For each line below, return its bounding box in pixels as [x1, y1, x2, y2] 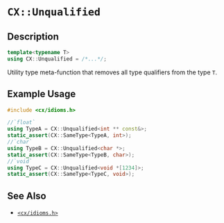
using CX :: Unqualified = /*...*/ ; [7, 55, 107, 63]
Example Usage [7, 88, 76, 100]
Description [7, 31, 59, 42]
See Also [7, 190, 46, 201]
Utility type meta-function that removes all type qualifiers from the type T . [7, 68, 217, 76]
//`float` [7, 119, 36, 126]
